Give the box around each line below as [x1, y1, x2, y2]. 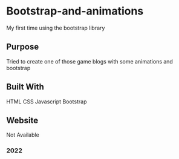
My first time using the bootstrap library [6, 24, 105, 31]
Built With [6, 82, 44, 92]
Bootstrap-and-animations [6, 4, 144, 18]
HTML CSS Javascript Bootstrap [6, 98, 87, 105]
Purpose [6, 42, 39, 52]
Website [6, 115, 38, 125]
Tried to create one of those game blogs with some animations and [6, 57, 174, 65]
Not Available [6, 131, 39, 138]
